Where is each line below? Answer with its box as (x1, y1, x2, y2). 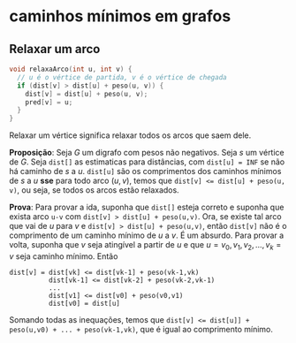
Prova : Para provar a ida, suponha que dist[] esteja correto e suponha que (9, 202, 285, 213)
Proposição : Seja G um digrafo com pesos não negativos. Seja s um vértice (9, 148, 285, 158)
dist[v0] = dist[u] (48, 299, 121, 308)
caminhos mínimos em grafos (9, 6, 231, 27)
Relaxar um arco (9, 42, 101, 57)
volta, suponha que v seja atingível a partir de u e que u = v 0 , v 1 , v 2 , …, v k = (9, 240, 282, 252)
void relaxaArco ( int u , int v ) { (9, 65, 133, 73)
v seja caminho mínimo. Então (9, 250, 118, 262)
